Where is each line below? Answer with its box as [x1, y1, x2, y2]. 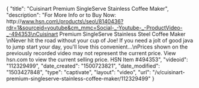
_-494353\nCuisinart [6, 31, 58, 38]
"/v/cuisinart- [152, 69, 185, 75]
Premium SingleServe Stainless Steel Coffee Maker [59, 31, 186, 38]
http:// [6, 18, 22, 25]
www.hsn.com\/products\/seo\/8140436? [21, 18, 124, 25]
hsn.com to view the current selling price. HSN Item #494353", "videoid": [6, 56, 188, 63]
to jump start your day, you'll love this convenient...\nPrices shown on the [6, 43, 188, 50]
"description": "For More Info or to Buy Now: [6, 11, 116, 19]
